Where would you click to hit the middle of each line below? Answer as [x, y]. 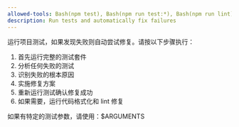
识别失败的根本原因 [46, 74]
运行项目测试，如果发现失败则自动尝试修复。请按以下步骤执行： [101, 42]
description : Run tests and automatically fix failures [92, 21]
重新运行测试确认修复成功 [55, 92]
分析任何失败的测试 [46, 65]
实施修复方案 [36, 83]
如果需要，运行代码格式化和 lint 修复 [71, 101]
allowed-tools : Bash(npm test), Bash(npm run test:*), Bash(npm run [111, 14]
